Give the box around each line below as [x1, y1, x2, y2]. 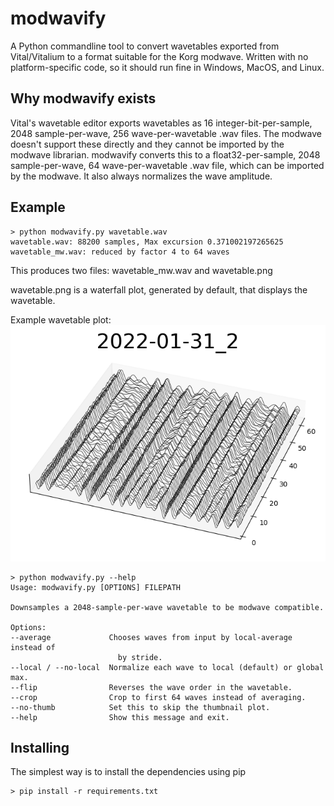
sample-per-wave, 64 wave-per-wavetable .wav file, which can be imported [10, 159, 325, 171]
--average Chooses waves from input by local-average [10, 632, 293, 642]
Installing [10, 739, 70, 756]
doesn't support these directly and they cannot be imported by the [10, 138, 285, 150]
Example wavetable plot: [10, 313, 112, 326]
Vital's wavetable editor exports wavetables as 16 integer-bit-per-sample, [10, 117, 313, 129]
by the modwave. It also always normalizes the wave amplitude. [10, 170, 273, 182]
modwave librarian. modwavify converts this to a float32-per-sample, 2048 [10, 148, 321, 161]
